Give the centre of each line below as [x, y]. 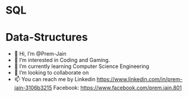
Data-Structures [47, 38]
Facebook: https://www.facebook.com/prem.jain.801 [118, 88]
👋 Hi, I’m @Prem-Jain [40, 54]
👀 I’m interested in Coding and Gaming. [62, 60]
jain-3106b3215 [33, 88]
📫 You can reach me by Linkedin [55, 79]
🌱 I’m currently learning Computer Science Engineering [82, 66]
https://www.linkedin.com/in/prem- [139, 79]
